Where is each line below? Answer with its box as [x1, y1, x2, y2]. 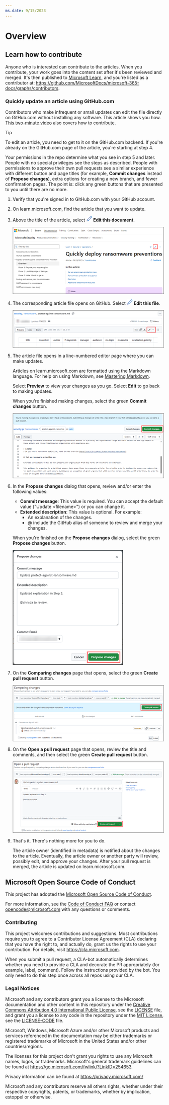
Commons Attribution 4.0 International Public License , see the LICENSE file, [5, 1007, 162, 1013]
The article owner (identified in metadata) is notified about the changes [12, 847, 160, 854]
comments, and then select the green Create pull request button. [12, 751, 148, 757]
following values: [12, 488, 48, 495]
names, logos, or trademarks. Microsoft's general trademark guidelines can [5, 1059, 161, 1065]
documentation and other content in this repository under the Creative [5, 1001, 151, 1008]
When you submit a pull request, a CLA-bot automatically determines [5, 956, 148, 962]
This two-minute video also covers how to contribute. [5, 120, 116, 126]
